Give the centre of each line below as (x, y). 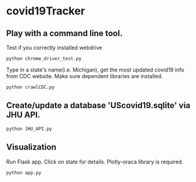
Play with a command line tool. (64, 33)
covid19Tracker (46, 11)
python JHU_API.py (29, 129)
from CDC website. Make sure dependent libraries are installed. (85, 76)
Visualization (31, 147)
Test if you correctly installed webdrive (54, 47)
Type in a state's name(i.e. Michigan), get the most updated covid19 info (95, 70)
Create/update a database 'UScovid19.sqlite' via (98, 105)
